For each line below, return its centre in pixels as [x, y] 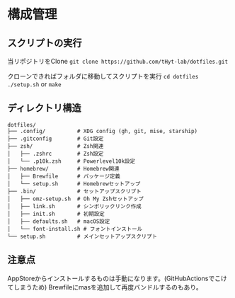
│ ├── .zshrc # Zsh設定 [56, 154]
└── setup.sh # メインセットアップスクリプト [82, 236]
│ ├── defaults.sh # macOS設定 [59, 221]
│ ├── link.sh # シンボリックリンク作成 [74, 206]
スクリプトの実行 [45, 43]
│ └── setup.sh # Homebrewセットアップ [74, 184]
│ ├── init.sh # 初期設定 [56, 214]
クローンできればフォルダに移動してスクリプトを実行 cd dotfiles [103, 76]
